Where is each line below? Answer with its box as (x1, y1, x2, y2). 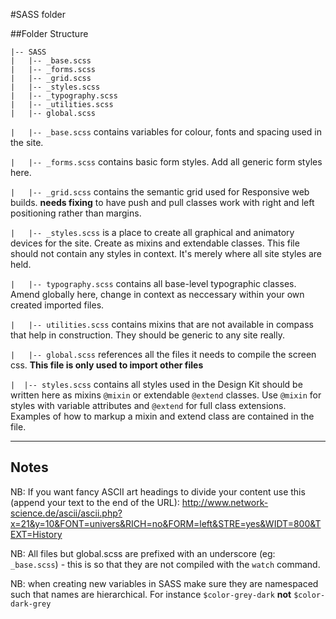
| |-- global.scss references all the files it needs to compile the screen (10, 349, 317, 360)
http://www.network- (181, 496, 269, 508)
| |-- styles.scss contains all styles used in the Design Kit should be (10, 379, 303, 390)
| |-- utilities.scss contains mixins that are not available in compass (10, 319, 314, 330)
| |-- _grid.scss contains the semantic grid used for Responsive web (10, 186, 310, 198)
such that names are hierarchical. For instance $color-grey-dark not (10, 588, 292, 600)
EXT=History (10, 528, 63, 540)
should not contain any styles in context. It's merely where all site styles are (10, 248, 323, 259)
